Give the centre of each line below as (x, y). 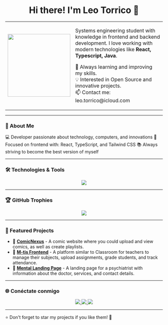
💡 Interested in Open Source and (113, 79)
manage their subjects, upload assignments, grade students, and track (85, 257)
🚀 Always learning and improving (114, 67)
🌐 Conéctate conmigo (32, 291)
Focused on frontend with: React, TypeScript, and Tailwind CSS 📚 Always (81, 144)
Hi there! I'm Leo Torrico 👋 (84, 10)
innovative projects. (98, 86)
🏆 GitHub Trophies (29, 200)
